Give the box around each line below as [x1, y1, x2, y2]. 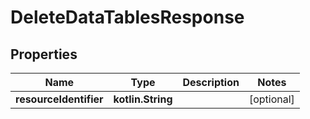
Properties [10, 46, 78, 63]
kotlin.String [113, 92, 173, 106]
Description [182, 76, 240, 89]
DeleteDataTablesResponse [10, 6, 245, 29]
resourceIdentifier [15, 92, 104, 106]
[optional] [248, 92, 295, 106]
